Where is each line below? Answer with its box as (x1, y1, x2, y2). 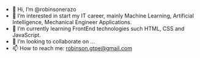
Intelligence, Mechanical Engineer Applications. (12, 19, 132, 25)
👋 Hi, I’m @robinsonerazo (12, 6, 76, 13)
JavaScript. (12, 31, 42, 39)
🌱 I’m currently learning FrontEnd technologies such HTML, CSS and (12, 25, 185, 32)
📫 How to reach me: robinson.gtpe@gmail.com (12, 45, 133, 51)
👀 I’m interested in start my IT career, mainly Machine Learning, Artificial (12, 12, 194, 19)
